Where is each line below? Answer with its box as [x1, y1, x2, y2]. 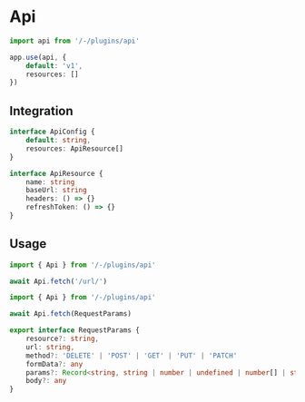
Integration [9, 103, 74, 119]
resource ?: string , [25, 334, 100, 344]
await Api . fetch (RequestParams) [9, 309, 132, 319]
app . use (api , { [9, 53, 67, 62]
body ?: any [25, 377, 67, 386]
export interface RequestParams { [9, 326, 141, 335]
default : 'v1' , [25, 61, 84, 70]
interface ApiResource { [9, 169, 103, 178]
